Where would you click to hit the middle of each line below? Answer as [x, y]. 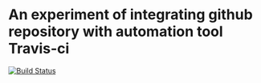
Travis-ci [39, 49]
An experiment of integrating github [130, 15]
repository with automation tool [116, 32]
